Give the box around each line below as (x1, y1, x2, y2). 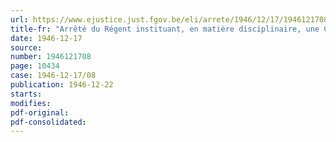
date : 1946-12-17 (10, 33, 83, 43)
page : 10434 (10, 61, 60, 71)
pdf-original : (10, 107, 70, 118)
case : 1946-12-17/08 (10, 71, 97, 81)
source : (10, 42, 43, 53)
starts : (10, 89, 43, 99)
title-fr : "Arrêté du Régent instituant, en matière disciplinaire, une (10, 24, 320, 34)
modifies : (10, 98, 52, 108)
